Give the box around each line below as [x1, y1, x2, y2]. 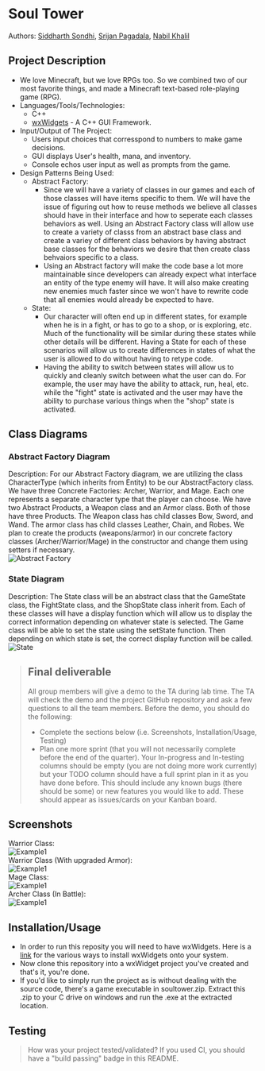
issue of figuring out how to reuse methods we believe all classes [43, 202, 258, 211]
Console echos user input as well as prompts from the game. [31, 160, 231, 169]
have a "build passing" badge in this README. [27, 1054, 179, 1063]
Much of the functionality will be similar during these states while [43, 328, 256, 338]
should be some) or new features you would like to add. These [39, 786, 244, 795]
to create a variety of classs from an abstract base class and [43, 227, 242, 237]
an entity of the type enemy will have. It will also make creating [43, 277, 249, 287]
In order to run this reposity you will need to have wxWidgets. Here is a [19, 942, 252, 952]
